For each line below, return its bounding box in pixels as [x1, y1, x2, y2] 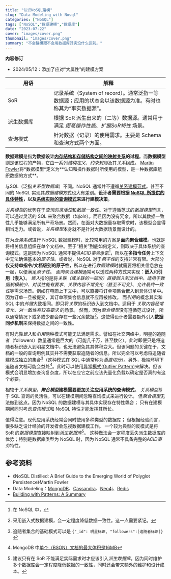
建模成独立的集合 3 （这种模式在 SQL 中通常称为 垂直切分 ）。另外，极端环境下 [5, 356, 164, 363]
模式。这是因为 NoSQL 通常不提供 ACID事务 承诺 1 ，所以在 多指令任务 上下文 [9, 248, 164, 256]
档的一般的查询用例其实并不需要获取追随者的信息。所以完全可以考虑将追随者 [5, 350, 166, 356]
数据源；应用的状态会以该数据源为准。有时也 [53, 97, 161, 104]
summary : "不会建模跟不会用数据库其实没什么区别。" [5, 41, 103, 46]
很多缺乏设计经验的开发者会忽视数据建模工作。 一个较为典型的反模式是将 [5, 423, 158, 429]
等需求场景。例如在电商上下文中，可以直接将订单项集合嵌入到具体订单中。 [10, 288, 166, 294]
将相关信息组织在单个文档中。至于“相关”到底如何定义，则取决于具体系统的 [5, 243, 161, 249]
